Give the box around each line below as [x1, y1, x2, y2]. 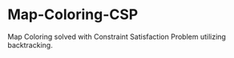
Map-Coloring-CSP [7, 6, 139, 24]
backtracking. [7, 40, 53, 49]
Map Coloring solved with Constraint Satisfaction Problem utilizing [7, 32, 226, 41]
